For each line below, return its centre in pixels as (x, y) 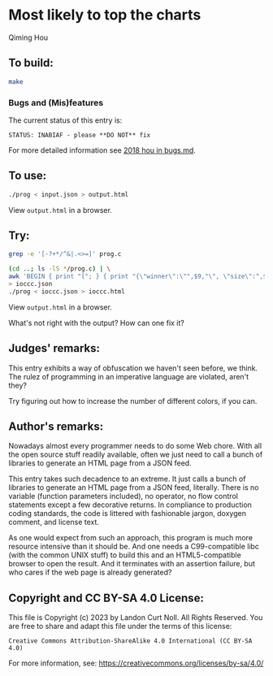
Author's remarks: (56, 427)
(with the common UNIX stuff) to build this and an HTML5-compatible (125, 555)
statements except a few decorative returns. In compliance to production (130, 505)
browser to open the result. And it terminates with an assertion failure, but (132, 564)
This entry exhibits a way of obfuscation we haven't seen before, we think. (133, 368)
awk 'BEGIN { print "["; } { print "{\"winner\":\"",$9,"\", (114, 277)
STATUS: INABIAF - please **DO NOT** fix (80, 135)
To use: (28, 176)
